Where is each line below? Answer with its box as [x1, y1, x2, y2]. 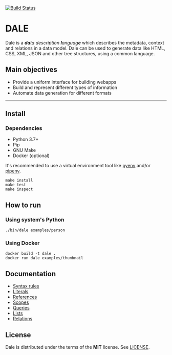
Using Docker [5, 239, 40, 247]
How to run [5, 201, 41, 209]
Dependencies [5, 125, 42, 132]
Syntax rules [12, 283, 39, 289]
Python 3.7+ [12, 136, 39, 143]
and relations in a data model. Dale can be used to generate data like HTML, [5, 45, 165, 51]
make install [5, 178, 33, 183]
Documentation [5, 269, 56, 278]
